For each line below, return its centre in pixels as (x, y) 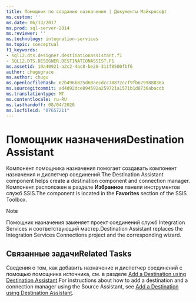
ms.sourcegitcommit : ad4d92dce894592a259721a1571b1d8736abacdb (85, 88)
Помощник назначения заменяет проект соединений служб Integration (96, 222)
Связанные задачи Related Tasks (69, 253)
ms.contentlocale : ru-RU (36, 99)
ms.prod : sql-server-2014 (38, 28)
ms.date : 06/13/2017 (31, 22)
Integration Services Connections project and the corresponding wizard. (94, 235)
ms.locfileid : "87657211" (38, 110)
